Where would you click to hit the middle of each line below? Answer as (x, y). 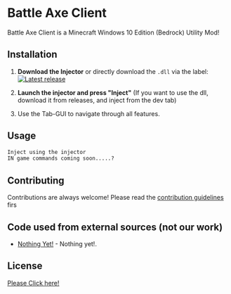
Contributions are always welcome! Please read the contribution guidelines (115, 198)
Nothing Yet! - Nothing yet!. (57, 243)
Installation (32, 55)
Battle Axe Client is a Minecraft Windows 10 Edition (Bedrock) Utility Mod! (113, 32)
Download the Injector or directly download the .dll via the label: (113, 71)
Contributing (36, 180)
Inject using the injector (47, 152)
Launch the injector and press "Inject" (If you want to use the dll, (113, 92)
